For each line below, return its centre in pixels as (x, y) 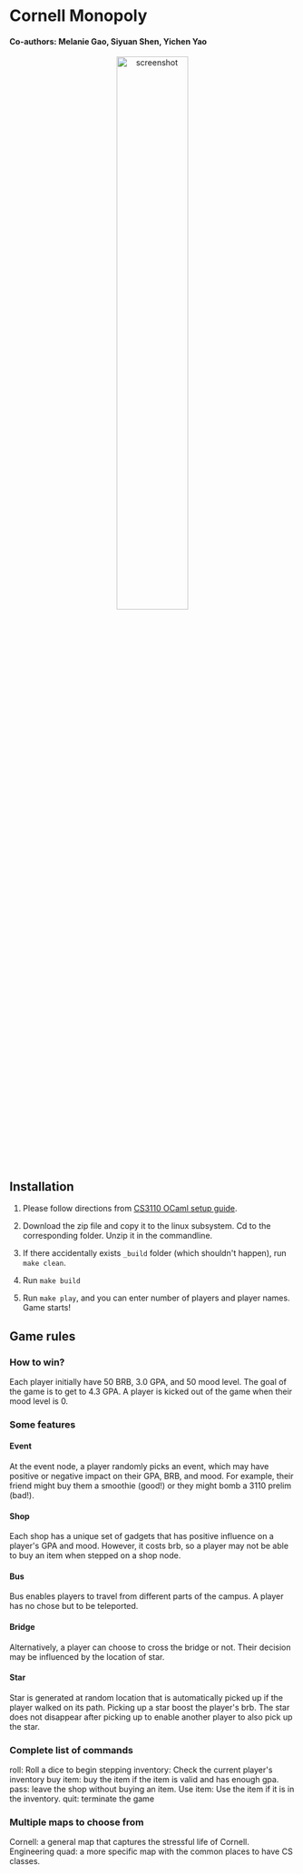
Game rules (43, 1336)
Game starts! (46, 1308)
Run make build (51, 1280)
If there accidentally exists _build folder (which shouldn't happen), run (155, 1253)
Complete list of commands (71, 1750)
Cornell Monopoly (78, 16)
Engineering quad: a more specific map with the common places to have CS (151, 1851)
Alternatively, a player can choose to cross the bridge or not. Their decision (151, 1647)
